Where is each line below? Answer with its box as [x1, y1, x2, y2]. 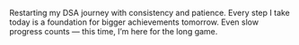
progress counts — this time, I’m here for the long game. [9, 26, 218, 36]
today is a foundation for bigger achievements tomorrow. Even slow [9, 17, 259, 27]
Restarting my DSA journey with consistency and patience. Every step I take [9, 8, 290, 18]
